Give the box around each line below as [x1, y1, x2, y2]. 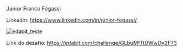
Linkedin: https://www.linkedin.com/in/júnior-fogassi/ [6, 17, 138, 23]
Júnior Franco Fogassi [6, 5, 61, 12]
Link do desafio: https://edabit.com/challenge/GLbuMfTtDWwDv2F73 [6, 40, 178, 46]
